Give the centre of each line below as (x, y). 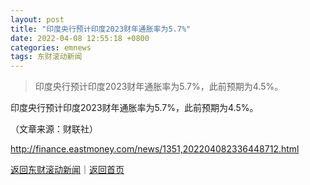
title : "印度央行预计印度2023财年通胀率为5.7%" (101, 29)
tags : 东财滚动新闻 (46, 57)
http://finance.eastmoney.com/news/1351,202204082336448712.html (155, 149)
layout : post (37, 19)
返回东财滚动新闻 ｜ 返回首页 (67, 170)
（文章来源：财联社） (54, 129)
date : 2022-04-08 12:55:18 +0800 (80, 38)
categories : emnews (51, 47)
